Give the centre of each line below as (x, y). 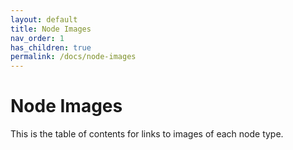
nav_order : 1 (37, 38)
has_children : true (51, 47)
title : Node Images (51, 29)
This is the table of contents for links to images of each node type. (147, 134)
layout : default (44, 19)
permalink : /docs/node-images (73, 57)
